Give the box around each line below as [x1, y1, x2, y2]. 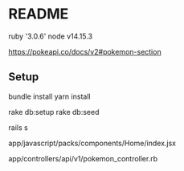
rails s [8, 122, 28, 132]
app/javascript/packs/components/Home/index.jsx [8, 138, 177, 148]
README [8, 5, 69, 23]
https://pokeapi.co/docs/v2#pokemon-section [8, 47, 162, 56]
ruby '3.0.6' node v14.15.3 [8, 31, 93, 41]
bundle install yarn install [8, 92, 91, 101]
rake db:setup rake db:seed [8, 107, 100, 116]
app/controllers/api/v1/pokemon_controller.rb [8, 153, 158, 163]
